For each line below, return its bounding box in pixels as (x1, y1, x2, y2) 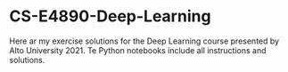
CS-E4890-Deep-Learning (9, 6, 211, 27)
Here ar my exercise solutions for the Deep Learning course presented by (9, 36, 279, 46)
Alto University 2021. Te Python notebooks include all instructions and (9, 44, 267, 55)
